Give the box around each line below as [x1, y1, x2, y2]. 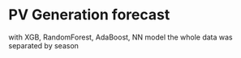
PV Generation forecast [8, 6, 170, 24]
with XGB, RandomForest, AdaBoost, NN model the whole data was [8, 32, 233, 42]
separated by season [8, 40, 80, 50]
